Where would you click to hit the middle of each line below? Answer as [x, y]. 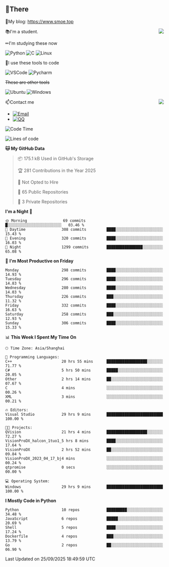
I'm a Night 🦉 [19, 211]
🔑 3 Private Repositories [43, 202]
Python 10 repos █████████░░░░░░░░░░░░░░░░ [84, 510]
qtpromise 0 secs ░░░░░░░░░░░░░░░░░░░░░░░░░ [84, 467]
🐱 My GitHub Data [25, 148]
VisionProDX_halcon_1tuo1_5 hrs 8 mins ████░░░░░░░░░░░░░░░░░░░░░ [84, 441]
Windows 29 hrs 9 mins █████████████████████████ [84, 487]
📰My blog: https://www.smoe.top [39, 21]
